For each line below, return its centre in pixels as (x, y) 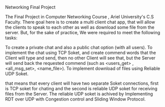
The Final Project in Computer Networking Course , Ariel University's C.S (80, 17)
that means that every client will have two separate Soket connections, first (82, 83)
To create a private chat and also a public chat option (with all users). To (79, 47)
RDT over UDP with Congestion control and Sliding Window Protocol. (76, 99)
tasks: (11, 38)
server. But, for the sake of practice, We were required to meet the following (82, 32)
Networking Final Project (30, 7)
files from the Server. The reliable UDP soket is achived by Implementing (79, 94)
